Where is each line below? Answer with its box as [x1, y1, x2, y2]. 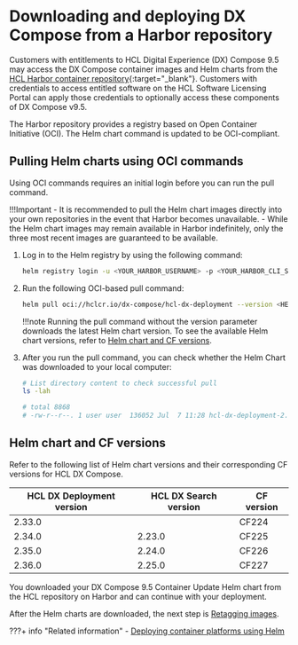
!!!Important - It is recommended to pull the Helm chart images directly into [9, 204, 282, 215]
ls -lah [21, 387, 51, 396]
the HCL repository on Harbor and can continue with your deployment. [9, 591, 268, 602]
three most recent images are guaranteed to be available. [9, 232, 219, 243]
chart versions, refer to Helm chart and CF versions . [21, 334, 213, 345]
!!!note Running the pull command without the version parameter [21, 316, 258, 326]
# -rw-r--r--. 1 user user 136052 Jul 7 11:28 [21, 411, 206, 421]
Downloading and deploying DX [9, 6, 247, 27]
